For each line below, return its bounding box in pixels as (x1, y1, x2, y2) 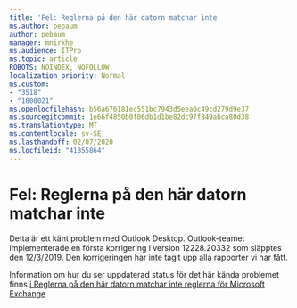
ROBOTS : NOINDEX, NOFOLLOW (9, 63, 110, 72)
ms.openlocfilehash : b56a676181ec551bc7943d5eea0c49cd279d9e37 (9, 104, 250, 113)
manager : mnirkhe (9, 37, 74, 47)
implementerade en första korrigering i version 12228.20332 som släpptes (9, 242, 283, 253)
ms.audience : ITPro (9, 46, 82, 55)
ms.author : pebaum (9, 21, 78, 30)
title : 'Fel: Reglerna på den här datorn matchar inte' (9, 12, 221, 22)
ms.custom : (9, 79, 50, 88)
